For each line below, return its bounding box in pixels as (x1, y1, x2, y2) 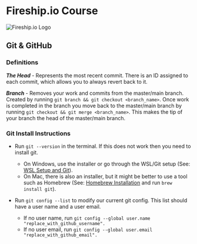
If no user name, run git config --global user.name (23, 214, 151, 222)
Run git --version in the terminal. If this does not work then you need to (14, 143, 191, 150)
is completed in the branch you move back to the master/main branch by (6, 102, 182, 109)
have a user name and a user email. (14, 203, 101, 210)
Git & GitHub (6, 41, 52, 51)
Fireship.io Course (6, 4, 98, 18)
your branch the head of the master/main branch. (6, 114, 126, 121)
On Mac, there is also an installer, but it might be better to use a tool (23, 173, 188, 180)
